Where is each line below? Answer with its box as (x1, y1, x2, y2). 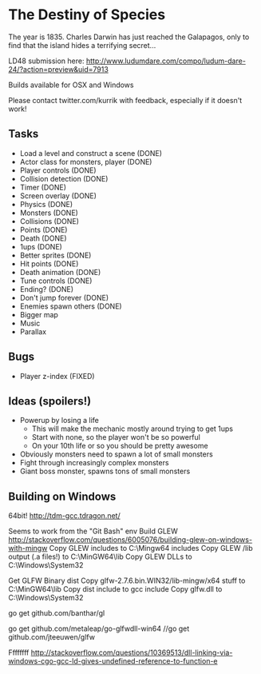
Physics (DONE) (19, 199, 73, 209)
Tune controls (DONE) (19, 276, 93, 285)
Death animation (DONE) (19, 267, 101, 277)
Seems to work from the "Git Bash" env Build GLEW (8, 526, 178, 536)
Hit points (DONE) (19, 258, 79, 269)
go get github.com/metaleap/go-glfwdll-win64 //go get (8, 624, 190, 633)
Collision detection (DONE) (19, 173, 109, 183)
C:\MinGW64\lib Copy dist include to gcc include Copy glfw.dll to (8, 584, 223, 594)
